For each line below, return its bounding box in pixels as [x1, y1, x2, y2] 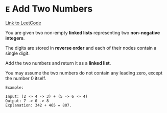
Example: [5, 85, 24, 90]
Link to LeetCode [5, 20, 42, 26]
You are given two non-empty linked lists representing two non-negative [5, 29, 160, 35]
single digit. [5, 50, 30, 56]
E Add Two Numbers [5, 3, 93, 15]
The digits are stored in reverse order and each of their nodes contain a [5, 45, 157, 51]
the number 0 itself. [5, 75, 46, 81]
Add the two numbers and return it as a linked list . [5, 60, 111, 66]
